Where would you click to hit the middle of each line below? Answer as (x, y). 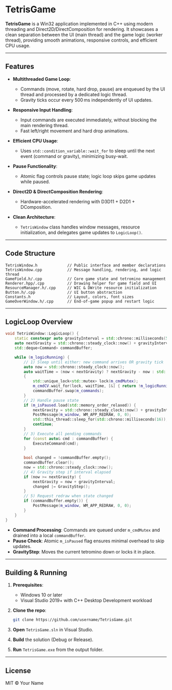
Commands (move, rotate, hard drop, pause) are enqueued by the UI (93, 89)
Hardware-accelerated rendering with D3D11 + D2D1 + (78, 201)
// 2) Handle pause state (51, 400)
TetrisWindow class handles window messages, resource (80, 227)
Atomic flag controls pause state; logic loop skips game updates (88, 176)
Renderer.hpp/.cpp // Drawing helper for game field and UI (81, 283)
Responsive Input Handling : (43, 110)
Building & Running (36, 572)
